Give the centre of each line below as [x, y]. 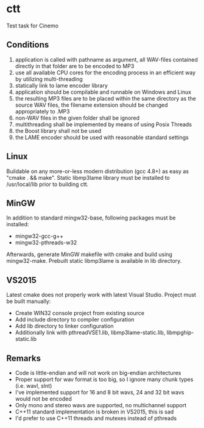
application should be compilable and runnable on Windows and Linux [103, 92]
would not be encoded [43, 399]
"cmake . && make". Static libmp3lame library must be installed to [88, 177]
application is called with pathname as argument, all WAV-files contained [106, 59]
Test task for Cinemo [33, 26]
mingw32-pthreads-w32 [46, 243]
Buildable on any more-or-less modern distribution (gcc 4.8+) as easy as [97, 171]
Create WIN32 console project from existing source [80, 313]
